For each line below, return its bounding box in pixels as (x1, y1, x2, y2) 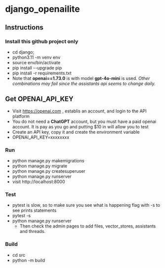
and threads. (19, 229, 46, 234)
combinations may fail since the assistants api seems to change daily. (12, 80, 156, 86)
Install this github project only (5, 38, 79, 45)
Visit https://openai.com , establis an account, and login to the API (12, 108, 147, 114)
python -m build (12, 257, 45, 263)
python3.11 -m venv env (12, 54, 61, 60)
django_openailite (5, 3, 80, 15)
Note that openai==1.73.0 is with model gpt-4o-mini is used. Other (12, 75, 150, 81)
